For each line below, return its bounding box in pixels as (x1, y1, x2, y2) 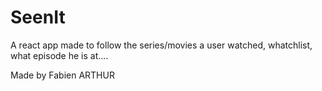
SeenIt (10, 6, 66, 29)
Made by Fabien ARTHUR (10, 69, 115, 81)
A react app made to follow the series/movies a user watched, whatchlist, (10, 39, 313, 51)
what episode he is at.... (10, 49, 109, 61)
